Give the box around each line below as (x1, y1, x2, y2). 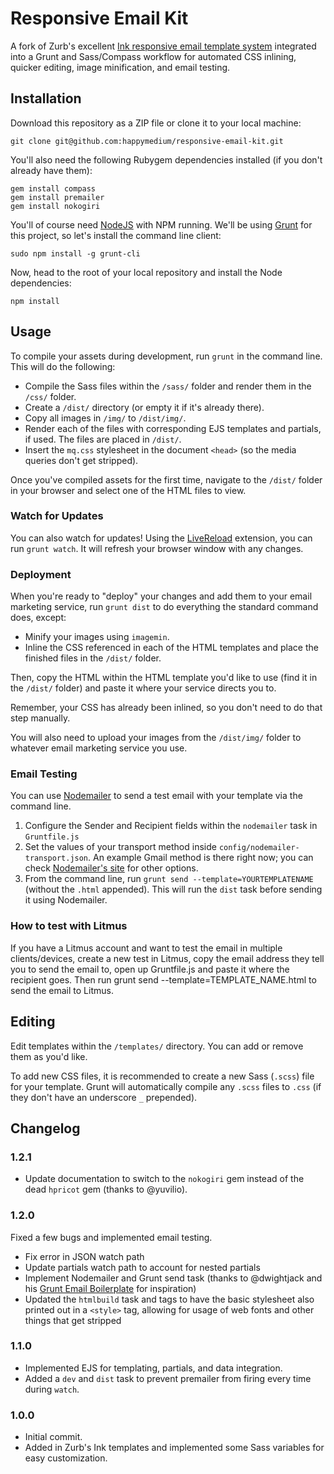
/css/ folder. (24, 390, 77, 402)
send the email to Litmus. (10, 984, 114, 996)
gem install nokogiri (10, 201, 101, 211)
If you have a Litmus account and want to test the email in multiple (10, 942, 283, 954)
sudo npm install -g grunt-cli (10, 248, 141, 259)
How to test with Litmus (10, 919, 128, 933)
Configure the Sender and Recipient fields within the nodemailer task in (24, 820, 318, 832)
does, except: (10, 612, 67, 624)
